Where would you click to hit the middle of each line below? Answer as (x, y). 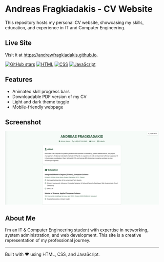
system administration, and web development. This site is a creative (73, 235)
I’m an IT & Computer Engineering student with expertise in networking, (77, 230)
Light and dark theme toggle (41, 101)
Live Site (18, 43)
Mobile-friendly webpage (38, 107)
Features (19, 80)
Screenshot (23, 122)
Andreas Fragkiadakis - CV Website (79, 9)
